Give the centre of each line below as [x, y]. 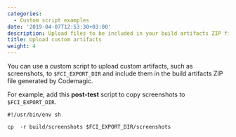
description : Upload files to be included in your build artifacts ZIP [114, 33]
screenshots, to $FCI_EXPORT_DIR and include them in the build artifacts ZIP [115, 73]
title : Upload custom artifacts [54, 40]
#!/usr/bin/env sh [34, 115]
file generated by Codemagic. [50, 81]
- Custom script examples [52, 20]
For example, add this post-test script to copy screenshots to [96, 94]
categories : [25, 14]
